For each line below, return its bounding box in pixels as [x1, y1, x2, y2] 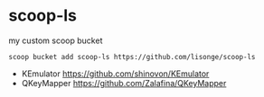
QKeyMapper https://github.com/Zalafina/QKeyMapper [21, 77, 227, 88]
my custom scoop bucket [8, 35, 103, 46]
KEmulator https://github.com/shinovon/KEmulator [21, 68, 210, 79]
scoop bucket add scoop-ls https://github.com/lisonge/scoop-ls [8, 52, 256, 61]
